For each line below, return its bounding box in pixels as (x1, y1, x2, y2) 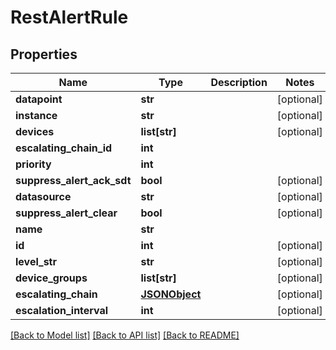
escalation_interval (15, 304, 109, 317)
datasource (15, 190, 72, 203)
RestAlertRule (10, 6, 129, 29)
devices (15, 125, 55, 138)
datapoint (15, 92, 63, 106)
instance (15, 109, 58, 122)
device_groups (15, 271, 88, 285)
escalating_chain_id (15, 141, 113, 155)
